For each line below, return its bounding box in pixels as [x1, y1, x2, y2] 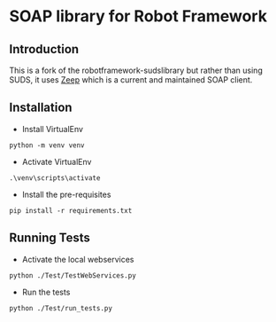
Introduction [9, 42, 80, 57]
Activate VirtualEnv [21, 156, 92, 167]
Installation [9, 100, 73, 115]
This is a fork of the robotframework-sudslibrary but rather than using [9, 65, 263, 75]
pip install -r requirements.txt [9, 206, 133, 215]
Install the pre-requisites [21, 189, 111, 200]
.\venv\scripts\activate [9, 173, 101, 183]
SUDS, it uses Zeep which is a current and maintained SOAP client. [9, 75, 253, 85]
